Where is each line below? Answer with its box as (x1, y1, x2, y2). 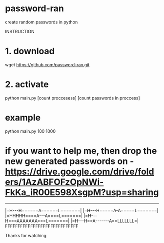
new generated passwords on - (5, 156, 134, 166)
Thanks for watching (5, 232, 47, 238)
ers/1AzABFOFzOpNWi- (5, 176, 104, 187)
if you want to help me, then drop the (5, 145, 157, 156)
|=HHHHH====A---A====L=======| (5, 213, 83, 219)
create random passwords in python (5, 19, 78, 25)
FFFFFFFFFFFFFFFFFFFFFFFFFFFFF (5, 223, 79, 229)
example (5, 112, 41, 123)
